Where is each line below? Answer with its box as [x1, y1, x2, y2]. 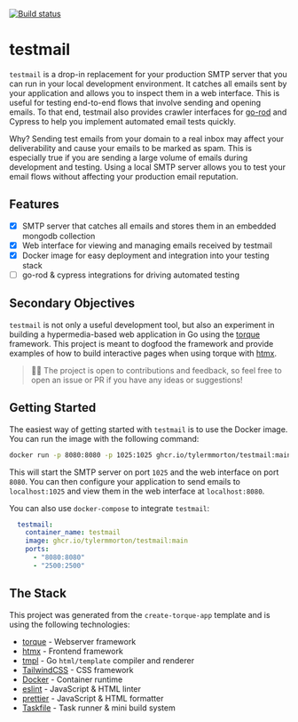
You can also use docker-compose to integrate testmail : [9, 502, 210, 513]
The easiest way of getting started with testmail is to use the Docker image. [9, 423, 288, 435]
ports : [25, 545, 50, 554]
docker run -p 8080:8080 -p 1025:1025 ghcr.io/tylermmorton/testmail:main [9, 450, 292, 460]
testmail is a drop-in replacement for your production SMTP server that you [9, 68, 288, 79]
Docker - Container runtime [21, 674, 123, 685]
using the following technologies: [9, 619, 130, 630]
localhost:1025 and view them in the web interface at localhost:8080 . [9, 485, 265, 496]
